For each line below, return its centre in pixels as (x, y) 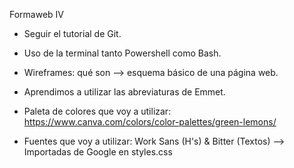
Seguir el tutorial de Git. (72, 33)
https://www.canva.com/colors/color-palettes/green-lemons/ (150, 122)
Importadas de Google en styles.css (98, 152)
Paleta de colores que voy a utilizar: (97, 111)
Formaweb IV (37, 14)
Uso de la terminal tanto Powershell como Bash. (122, 53)
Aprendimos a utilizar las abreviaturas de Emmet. (124, 92)
